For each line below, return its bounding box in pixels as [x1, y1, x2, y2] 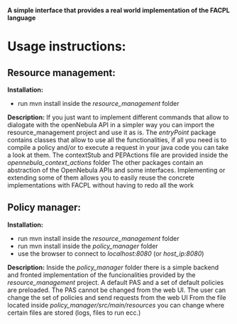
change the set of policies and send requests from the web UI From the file [7, 293, 226, 301]
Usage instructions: [7, 38, 126, 55]
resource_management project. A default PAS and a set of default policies [7, 278, 224, 286]
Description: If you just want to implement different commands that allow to [7, 113, 229, 121]
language [7, 13, 36, 22]
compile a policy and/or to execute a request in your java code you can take [7, 144, 229, 151]
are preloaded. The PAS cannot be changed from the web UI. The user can [7, 286, 226, 294]
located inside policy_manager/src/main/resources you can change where [7, 301, 225, 309]
